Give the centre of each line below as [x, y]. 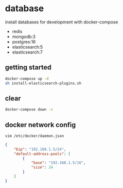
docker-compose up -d [27, 78]
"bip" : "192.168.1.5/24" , [40, 149]
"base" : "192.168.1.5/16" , [58, 163]
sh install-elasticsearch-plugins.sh [43, 83]
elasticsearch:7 [27, 52]
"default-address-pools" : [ [42, 154]
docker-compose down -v [29, 110]
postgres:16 [24, 41]
